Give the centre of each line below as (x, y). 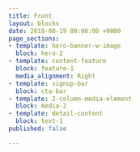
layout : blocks (34, 23)
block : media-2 (41, 106)
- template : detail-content (56, 114)
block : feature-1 (45, 69)
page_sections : (34, 38)
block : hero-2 (39, 53)
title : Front (30, 16)
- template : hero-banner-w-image (65, 46)
